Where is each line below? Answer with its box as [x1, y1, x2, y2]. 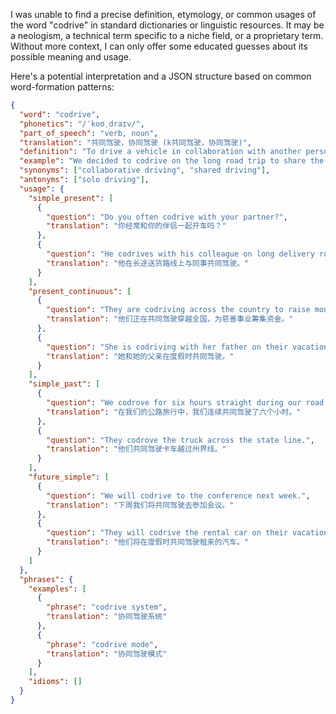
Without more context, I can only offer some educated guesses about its [10, 40, 308, 52]
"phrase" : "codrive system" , [46, 602, 168, 613]
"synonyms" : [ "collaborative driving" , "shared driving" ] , [19, 165, 271, 176]
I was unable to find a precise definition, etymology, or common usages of [10, 9, 317, 20]
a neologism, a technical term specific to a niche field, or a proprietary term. [10, 30, 324, 41]
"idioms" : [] [28, 677, 83, 687]
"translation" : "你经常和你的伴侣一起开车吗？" [46, 221, 227, 231]
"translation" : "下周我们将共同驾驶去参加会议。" [46, 500, 235, 510]
